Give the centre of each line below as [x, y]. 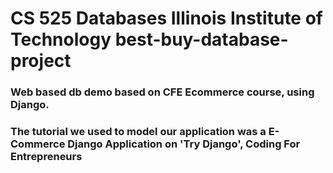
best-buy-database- [201, 39]
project [41, 61]
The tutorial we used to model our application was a [138, 132]
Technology [61, 39]
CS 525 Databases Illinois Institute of [166, 18]
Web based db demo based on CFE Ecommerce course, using [162, 92]
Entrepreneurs [46, 157]
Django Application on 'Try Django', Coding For [184, 144]
